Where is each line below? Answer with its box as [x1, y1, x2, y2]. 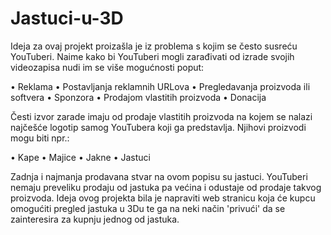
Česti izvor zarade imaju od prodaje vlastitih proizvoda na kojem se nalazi [10, 110, 313, 122]
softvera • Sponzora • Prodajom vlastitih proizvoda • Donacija [10, 91, 267, 103]
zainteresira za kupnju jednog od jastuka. [10, 213, 180, 225]
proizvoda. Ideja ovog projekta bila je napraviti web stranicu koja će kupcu [10, 192, 316, 204]
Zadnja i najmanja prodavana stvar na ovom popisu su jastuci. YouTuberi [10, 170, 308, 182]
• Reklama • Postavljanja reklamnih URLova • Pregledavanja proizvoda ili [10, 80, 311, 92]
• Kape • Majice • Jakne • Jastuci [10, 151, 151, 163]
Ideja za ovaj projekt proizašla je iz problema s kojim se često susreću [10, 40, 298, 52]
